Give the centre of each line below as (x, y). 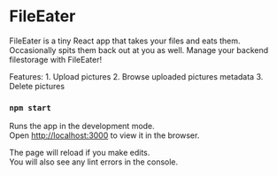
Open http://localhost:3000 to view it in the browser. (104, 135)
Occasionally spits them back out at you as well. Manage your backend (139, 50)
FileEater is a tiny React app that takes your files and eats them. (125, 41)
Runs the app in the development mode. (82, 126)
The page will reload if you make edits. (80, 153)
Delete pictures (37, 86)
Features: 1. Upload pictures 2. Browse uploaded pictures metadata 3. (136, 76)
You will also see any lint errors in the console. (94, 162)
